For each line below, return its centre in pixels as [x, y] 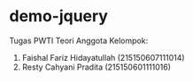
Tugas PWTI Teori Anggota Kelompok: [79, 40]
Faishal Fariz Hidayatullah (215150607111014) [103, 57]
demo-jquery [59, 16]
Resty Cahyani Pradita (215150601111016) [96, 67]
